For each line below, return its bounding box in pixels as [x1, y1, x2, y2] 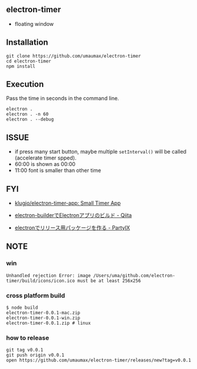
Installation [6, 38, 48, 48]
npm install [6, 63, 35, 69]
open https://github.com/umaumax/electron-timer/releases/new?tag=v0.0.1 [6, 357, 192, 364]
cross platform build [6, 291, 65, 300]
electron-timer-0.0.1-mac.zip [6, 310, 81, 316]
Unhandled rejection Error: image [6, 272, 91, 278]
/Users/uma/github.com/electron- [93, 272, 176, 278]
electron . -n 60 [6, 111, 49, 117]
